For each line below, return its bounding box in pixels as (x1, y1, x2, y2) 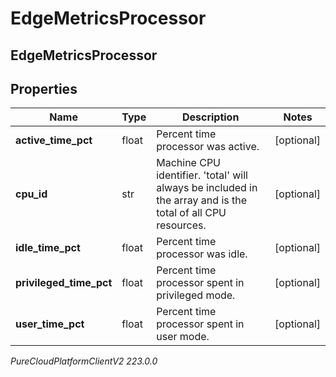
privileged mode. (156, 288, 236, 302)
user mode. (156, 330, 210, 344)
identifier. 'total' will (156, 168, 248, 182)
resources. (156, 218, 207, 232)
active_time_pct (15, 133, 93, 147)
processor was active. (156, 140, 260, 154)
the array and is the (156, 193, 248, 207)
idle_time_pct (15, 241, 81, 255)
